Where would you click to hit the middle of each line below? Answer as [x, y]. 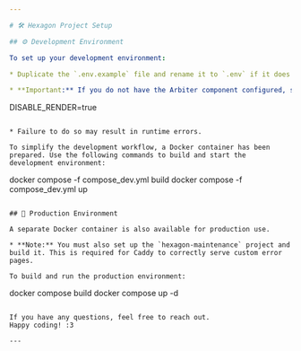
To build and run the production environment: [98, 276]
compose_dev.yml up [48, 189]
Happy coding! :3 [42, 325]
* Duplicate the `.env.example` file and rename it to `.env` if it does [150, 74]
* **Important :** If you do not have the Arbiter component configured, [148, 91]
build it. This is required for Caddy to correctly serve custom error [146, 253]
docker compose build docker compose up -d [94, 294]
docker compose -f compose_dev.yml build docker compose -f [126, 180]
